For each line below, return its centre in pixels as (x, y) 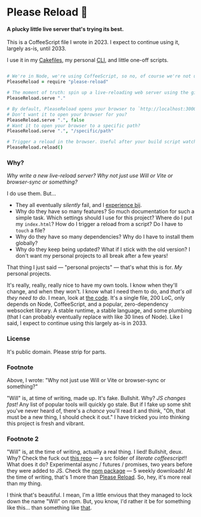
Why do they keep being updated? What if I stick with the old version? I (103, 249)
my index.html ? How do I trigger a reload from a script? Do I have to (99, 224)
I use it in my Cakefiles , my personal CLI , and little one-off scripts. (88, 60)
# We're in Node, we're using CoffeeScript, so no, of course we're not (99, 76)
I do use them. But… (31, 194)
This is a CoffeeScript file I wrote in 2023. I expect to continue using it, (93, 42)
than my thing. (24, 484)
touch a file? (30, 230)
